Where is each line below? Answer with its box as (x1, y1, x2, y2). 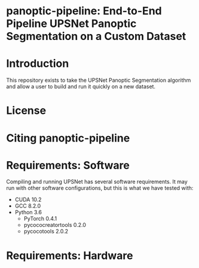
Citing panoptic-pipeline (6, 131, 130, 144)
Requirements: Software (6, 158, 130, 172)
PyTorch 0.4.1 (23, 215, 57, 222)
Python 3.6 (14, 209, 42, 216)
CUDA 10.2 (14, 196, 42, 204)
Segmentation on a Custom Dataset (6, 30, 186, 43)
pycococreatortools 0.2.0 (23, 221, 87, 229)
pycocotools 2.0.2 (23, 228, 69, 235)
